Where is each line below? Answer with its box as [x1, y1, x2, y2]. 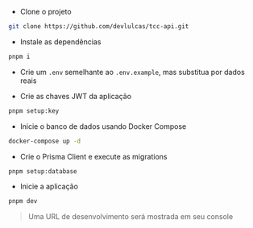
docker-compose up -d [8, 137, 81, 145]
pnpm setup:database [8, 167, 78, 176]
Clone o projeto [19, 7, 72, 16]
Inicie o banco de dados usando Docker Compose [19, 121, 187, 131]
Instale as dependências [19, 36, 102, 47]
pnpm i [8, 52, 31, 60]
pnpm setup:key [8, 106, 60, 115]
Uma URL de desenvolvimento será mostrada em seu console [27, 212, 234, 222]
